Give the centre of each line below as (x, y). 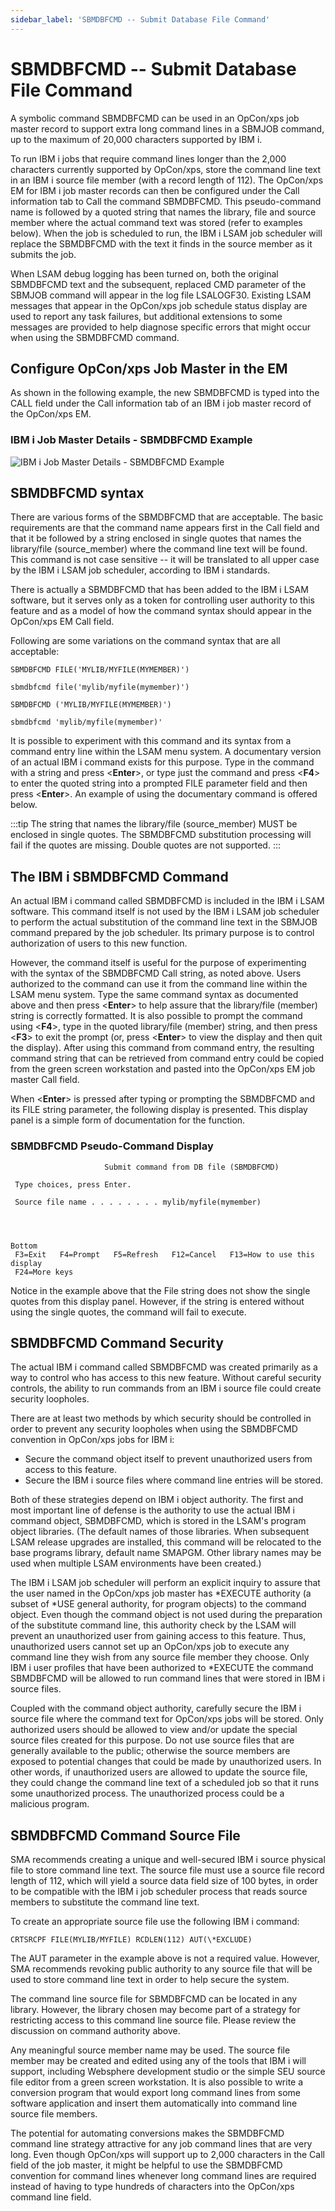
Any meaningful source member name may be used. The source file (150, 2050)
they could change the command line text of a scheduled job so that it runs (165, 1783)
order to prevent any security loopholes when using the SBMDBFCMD (154, 1429)
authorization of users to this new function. (99, 943)
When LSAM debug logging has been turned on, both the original (144, 273)
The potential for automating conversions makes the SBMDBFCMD (147, 2133)
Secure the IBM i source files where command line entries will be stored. (174, 1480)
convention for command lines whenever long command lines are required (163, 2176)
